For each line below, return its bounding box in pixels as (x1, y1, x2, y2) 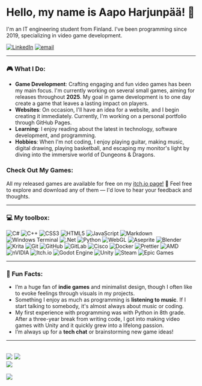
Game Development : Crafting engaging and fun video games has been (14, 81, 191, 88)
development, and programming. (14, 132, 96, 139)
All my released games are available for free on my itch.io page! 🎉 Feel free (6, 180, 192, 187)
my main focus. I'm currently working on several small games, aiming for (14, 87, 195, 94)
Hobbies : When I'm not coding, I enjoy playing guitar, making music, (14, 138, 185, 145)
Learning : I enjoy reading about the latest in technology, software (14, 125, 177, 133)
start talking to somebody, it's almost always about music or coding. (14, 303, 184, 310)
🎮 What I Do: (6, 65, 46, 73)
